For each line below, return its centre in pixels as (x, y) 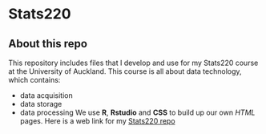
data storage (41, 104)
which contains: (34, 80)
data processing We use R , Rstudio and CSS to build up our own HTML (137, 112)
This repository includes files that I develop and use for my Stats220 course (133, 63)
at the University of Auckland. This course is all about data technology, (125, 71)
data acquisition (46, 95)
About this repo (48, 44)
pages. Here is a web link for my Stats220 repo (97, 121)
